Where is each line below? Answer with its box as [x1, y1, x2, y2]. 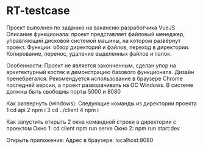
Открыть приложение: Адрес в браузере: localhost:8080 [6, 136, 154, 144]
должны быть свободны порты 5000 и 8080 [6, 88, 121, 95]
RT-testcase [6, 4, 70, 18]
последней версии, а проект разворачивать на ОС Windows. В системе [6, 81, 194, 89]
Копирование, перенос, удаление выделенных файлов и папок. [6, 50, 172, 57]
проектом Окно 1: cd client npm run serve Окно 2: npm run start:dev [6, 124, 180, 132]
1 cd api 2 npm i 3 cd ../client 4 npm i [6, 106, 99, 113]
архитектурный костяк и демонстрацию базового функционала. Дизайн [6, 68, 194, 75]
